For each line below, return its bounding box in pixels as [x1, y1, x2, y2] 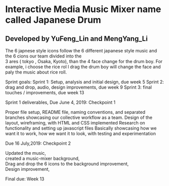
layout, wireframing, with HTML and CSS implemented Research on [5, 120, 145, 126]
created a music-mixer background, [5, 155, 80, 161]
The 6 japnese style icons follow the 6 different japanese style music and [5, 48, 157, 53]
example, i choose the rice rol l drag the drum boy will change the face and [5, 64, 161, 70]
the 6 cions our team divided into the [5, 53, 82, 59]
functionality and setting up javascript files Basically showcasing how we [5, 125, 157, 131]
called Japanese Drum [5, 14, 101, 26]
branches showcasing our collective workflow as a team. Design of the [5, 114, 153, 120]
